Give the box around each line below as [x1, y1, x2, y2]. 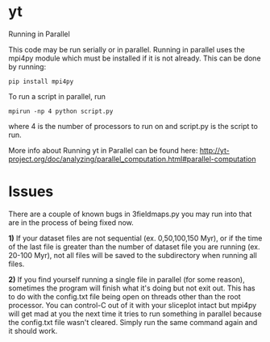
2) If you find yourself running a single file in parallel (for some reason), [8, 274, 245, 284]
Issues [8, 182, 54, 201]
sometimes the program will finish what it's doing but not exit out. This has [8, 283, 255, 293]
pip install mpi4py [8, 77, 74, 85]
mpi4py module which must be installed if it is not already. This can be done [8, 53, 261, 63]
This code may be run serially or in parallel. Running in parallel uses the [8, 44, 246, 54]
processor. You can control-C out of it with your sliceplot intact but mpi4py [8, 300, 257, 310]
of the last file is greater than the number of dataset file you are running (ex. [8, 241, 260, 252]
